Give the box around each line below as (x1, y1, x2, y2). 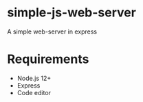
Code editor (16, 88, 52, 97)
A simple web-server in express (7, 27, 98, 36)
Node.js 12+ (16, 74, 52, 82)
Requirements (7, 51, 89, 67)
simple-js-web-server (7, 5, 136, 21)
